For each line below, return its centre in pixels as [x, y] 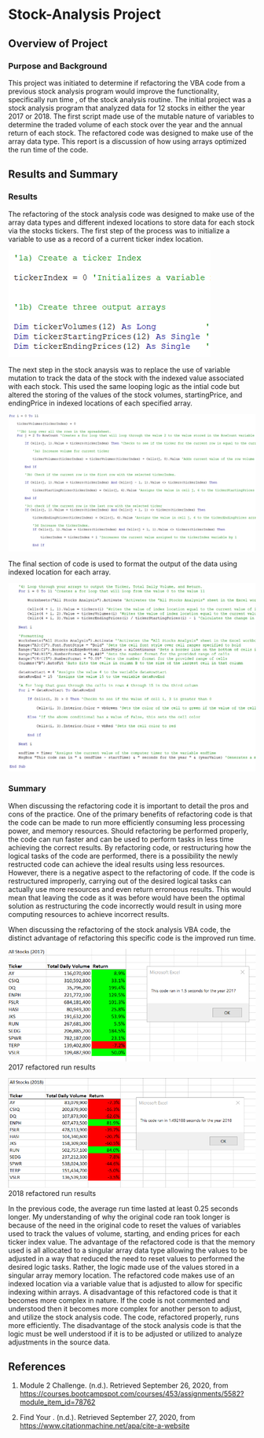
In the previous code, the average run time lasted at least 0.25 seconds [123, 1209]
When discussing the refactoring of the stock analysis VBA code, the [119, 930]
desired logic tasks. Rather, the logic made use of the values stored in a [124, 1267]
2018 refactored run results [52, 1193]
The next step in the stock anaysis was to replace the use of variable [119, 369]
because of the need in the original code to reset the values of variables [125, 1225]
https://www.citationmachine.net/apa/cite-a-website [104, 1426]
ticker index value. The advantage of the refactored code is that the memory [132, 1242]
